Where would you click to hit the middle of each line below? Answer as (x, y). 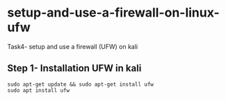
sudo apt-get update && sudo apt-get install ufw (81, 84)
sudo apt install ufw (39, 90)
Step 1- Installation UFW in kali (74, 68)
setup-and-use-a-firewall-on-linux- (114, 13)
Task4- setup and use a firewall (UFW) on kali (72, 46)
